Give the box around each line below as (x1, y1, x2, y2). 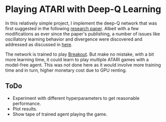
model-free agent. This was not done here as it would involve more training (5, 62, 161, 68)
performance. (12, 100, 41, 106)
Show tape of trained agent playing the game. (12, 111, 108, 117)
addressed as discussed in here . (5, 41, 73, 47)
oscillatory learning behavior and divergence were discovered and (5, 36, 142, 42)
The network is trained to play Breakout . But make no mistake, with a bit (5, 51, 154, 57)
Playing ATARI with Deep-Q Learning (5, 4, 161, 15)
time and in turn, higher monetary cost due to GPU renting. (5, 67, 127, 73)
